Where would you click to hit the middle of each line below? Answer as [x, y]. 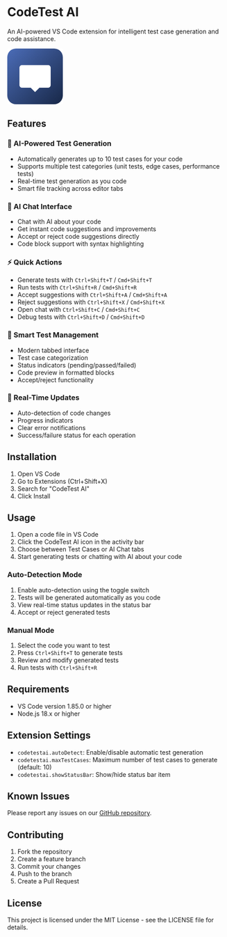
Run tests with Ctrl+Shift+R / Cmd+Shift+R [77, 288]
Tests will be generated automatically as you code [89, 597]
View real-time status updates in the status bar [84, 605]
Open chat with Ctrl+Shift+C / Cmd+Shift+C [78, 310]
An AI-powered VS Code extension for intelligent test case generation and [113, 31]
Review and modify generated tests [68, 660]
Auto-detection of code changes [64, 413]
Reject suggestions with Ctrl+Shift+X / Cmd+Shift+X [91, 302]
